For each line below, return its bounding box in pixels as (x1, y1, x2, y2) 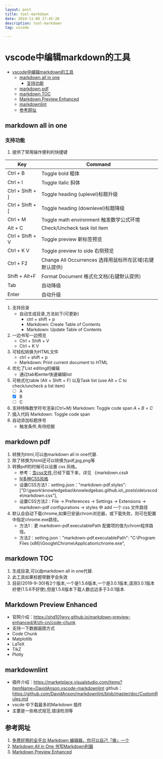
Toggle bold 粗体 (41, 170, 80, 177)
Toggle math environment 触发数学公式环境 (41, 216, 140, 223)
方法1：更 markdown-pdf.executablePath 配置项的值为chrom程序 (19, 522, 149, 529)
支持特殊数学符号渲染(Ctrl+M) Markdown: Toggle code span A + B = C (12, 405, 153, 411)
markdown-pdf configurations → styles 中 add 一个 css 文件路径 (19, 504, 148, 510)
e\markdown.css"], (19, 493, 57, 498)
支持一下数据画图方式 (12, 626, 55, 631)
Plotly (12, 651, 24, 658)
